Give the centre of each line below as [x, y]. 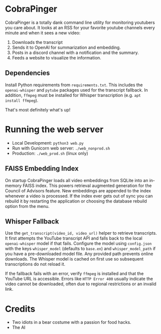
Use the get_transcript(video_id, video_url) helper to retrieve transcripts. [81, 233]
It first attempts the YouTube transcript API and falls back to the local [74, 238]
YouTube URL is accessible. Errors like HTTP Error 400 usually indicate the [79, 279]
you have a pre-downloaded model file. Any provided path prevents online [79, 254]
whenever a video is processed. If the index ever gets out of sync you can [79, 196]
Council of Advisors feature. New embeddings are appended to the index [78, 190]
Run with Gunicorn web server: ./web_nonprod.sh [61, 148]
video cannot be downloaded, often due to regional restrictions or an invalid [81, 284]
